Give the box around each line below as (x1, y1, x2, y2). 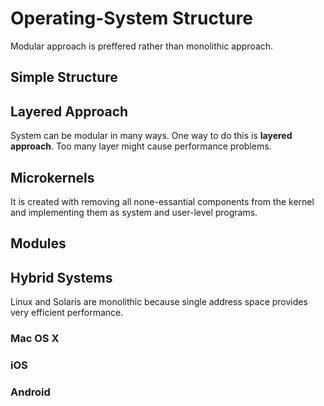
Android (10, 385, 51, 399)
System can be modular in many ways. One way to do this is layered (10, 130, 293, 142)
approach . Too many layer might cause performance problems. (10, 140, 272, 152)
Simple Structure (10, 69, 118, 86)
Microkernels (10, 169, 95, 186)
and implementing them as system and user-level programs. (10, 206, 258, 218)
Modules (10, 235, 67, 252)
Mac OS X (10, 332, 60, 346)
